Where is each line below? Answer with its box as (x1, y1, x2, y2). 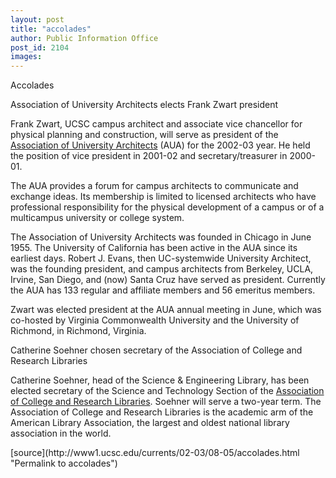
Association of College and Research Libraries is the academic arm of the (10, 406, 314, 418)
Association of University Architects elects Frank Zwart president (10, 99, 279, 111)
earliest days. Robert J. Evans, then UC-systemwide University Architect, (10, 252, 312, 265)
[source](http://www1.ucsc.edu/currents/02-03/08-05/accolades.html (10, 447, 300, 459)
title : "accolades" (10, 24, 92, 34)
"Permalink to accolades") (10, 457, 118, 470)
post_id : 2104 (10, 42, 70, 53)
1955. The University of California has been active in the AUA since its (10, 242, 298, 254)
